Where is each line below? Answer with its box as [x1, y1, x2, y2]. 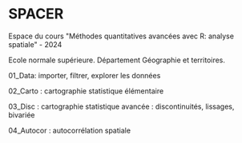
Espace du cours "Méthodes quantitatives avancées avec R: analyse [8, 31, 235, 41]
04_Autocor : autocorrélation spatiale [8, 125, 131, 135]
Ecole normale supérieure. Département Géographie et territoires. [8, 55, 226, 65]
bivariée [8, 109, 35, 120]
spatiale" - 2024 [8, 39, 63, 49]
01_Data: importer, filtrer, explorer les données [8, 70, 161, 80]
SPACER [8, 5, 64, 23]
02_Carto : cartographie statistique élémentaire [8, 85, 164, 96]
